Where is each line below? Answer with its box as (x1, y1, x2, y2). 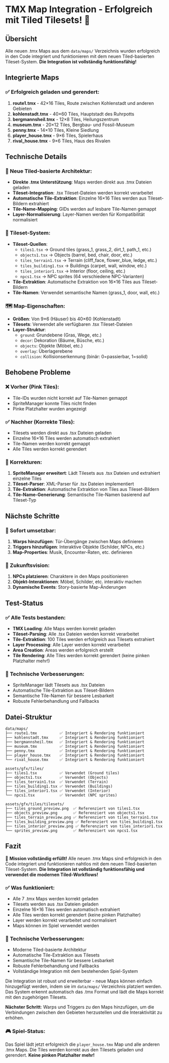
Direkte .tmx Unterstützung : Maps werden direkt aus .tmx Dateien (12, 179, 152, 185)
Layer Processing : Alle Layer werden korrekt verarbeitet (12, 641, 131, 648)
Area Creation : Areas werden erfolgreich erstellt (12, 647, 114, 653)
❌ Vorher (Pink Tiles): (5, 384, 60, 391)
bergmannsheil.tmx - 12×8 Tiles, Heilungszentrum (12, 116, 119, 122)
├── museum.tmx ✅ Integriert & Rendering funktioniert (5, 744, 145, 749)
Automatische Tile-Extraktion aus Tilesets (12, 952, 100, 958)
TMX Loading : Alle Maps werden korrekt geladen (12, 625, 116, 631)
